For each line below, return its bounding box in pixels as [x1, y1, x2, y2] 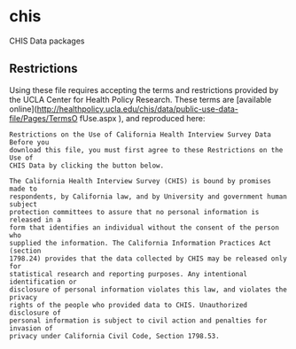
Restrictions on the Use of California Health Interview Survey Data [9, 130, 272, 139]
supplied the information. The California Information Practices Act [9, 238, 272, 247]
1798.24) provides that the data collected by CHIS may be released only [9, 254, 288, 263]
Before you [9, 137, 50, 147]
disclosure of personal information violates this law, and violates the [9, 285, 288, 294]
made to [9, 184, 38, 193]
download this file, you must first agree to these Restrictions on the [9, 145, 284, 154]
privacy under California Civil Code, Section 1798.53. [9, 331, 220, 340]
